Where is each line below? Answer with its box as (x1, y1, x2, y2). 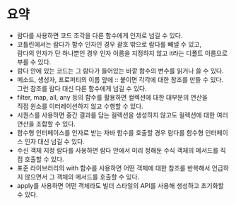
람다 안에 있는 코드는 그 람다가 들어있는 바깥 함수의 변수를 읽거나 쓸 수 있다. (16, 66, 224, 75)
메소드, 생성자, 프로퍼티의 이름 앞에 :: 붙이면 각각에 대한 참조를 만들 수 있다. (16, 75, 224, 83)
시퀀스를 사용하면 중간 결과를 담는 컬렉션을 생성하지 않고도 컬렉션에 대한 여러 (16, 110, 229, 119)
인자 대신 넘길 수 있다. (24, 137, 85, 146)
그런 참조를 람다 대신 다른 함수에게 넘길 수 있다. (16, 84, 147, 93)
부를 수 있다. (16, 57, 52, 66)
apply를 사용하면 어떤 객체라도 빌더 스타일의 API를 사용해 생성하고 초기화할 (16, 181, 224, 189)
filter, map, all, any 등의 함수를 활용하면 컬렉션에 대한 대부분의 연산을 (16, 93, 208, 101)
